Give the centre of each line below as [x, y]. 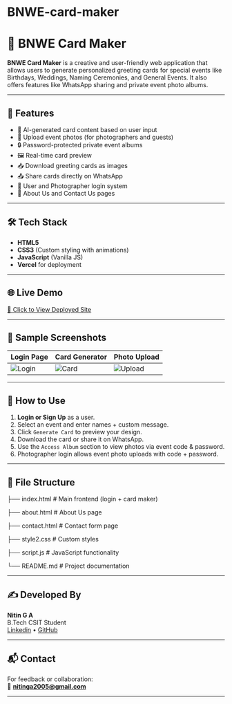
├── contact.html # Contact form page [63, 526]
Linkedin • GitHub [32, 629]
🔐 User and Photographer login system [72, 186]
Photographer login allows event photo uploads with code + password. [118, 454]
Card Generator [81, 357]
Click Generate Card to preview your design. [80, 432]
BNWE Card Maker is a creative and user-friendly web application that [108, 63]
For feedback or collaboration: [50, 679]
